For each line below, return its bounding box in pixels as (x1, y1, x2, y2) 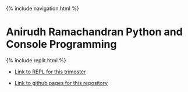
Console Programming (6, 38, 117, 51)
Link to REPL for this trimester (14, 68, 86, 75)
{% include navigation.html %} (6, 5, 80, 12)
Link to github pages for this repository (14, 79, 108, 86)
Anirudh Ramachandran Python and (6, 26, 183, 38)
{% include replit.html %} (6, 56, 66, 63)
